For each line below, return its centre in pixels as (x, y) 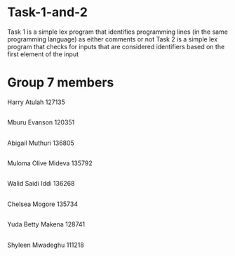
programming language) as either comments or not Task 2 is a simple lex (113, 39)
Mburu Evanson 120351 (41, 122)
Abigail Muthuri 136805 (41, 143)
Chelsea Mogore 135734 (43, 204)
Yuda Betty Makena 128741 (46, 224)
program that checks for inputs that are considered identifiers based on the (116, 46)
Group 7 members (61, 83)
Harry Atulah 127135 (36, 102)
